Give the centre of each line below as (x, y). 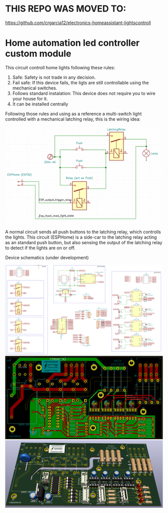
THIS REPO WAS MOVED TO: (66, 9)
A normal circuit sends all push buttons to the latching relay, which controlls (83, 232)
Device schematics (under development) (47, 257)
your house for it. (30, 98)
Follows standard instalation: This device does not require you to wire (84, 93)
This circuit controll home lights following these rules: (60, 67)
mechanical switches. (35, 88)
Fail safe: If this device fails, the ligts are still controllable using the (80, 82)
